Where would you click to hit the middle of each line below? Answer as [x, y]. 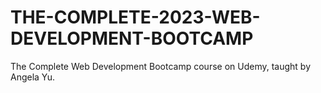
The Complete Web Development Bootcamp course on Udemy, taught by [161, 66]
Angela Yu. [33, 77]
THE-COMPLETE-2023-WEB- [135, 17]
